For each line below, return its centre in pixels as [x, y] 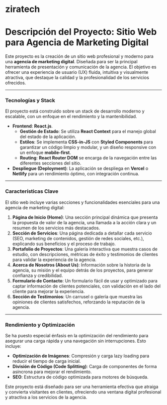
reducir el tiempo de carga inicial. [46, 361]
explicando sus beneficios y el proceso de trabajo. [64, 244]
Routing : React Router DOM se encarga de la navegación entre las [88, 158]
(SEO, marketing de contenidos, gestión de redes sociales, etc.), [78, 238]
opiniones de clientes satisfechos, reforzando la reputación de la [79, 302]
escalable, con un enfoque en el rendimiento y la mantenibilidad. [71, 117]
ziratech [23, 9]
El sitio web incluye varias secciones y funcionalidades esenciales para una [83, 202]
